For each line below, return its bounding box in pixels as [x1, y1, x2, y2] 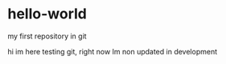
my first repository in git [7, 31, 87, 41]
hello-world [7, 5, 88, 23]
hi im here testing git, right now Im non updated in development [7, 46, 218, 56]
